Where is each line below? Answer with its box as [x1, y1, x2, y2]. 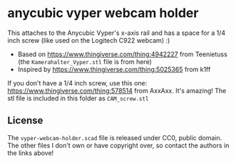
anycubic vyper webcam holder [7, 5, 199, 21]
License [7, 115, 43, 127]
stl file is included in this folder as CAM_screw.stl [7, 94, 149, 102]
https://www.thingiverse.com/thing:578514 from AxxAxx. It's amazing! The [7, 86, 227, 95]
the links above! [7, 148, 54, 157]
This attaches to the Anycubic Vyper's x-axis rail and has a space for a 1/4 [7, 28, 226, 37]
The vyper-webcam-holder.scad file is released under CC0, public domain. [7, 133, 222, 142]
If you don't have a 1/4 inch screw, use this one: [7, 78, 148, 87]
